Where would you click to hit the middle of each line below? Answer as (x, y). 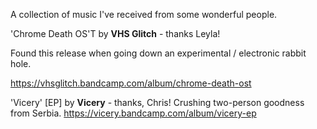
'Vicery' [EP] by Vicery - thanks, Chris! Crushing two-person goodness (157, 102)
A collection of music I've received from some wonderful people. (144, 14)
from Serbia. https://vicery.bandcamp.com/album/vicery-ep (133, 113)
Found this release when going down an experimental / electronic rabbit (158, 53)
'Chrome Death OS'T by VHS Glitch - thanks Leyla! (115, 33)
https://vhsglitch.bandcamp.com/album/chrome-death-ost (131, 83)
